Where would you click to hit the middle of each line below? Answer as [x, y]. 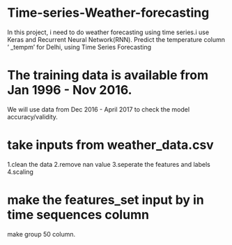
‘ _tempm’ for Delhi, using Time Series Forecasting [79, 47]
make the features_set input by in [106, 200]
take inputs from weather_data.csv [110, 145]
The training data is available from [108, 75]
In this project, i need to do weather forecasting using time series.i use [108, 32]
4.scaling [20, 172]
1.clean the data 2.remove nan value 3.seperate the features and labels [109, 164]
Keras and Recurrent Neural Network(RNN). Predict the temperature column [116, 39]
